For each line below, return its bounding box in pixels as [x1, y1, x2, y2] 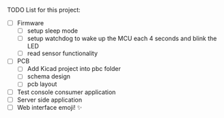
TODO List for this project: [7, 6, 81, 14]
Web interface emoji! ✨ [16, 103, 83, 111]
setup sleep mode [27, 27, 79, 35]
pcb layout [27, 80, 57, 88]
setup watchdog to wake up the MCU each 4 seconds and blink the [27, 34, 217, 43]
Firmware [16, 19, 44, 27]
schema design [27, 72, 70, 80]
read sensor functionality [27, 49, 98, 57]
